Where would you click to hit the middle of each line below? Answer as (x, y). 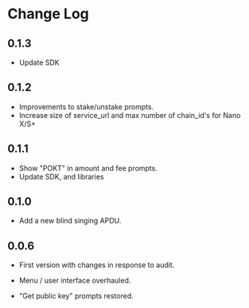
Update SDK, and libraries (61, 176)
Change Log (48, 14)
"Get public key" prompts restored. (76, 296)
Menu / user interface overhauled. (75, 281)
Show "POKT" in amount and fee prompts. (88, 168)
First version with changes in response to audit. (97, 265)
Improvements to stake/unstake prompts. (86, 107)
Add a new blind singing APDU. (70, 221)
